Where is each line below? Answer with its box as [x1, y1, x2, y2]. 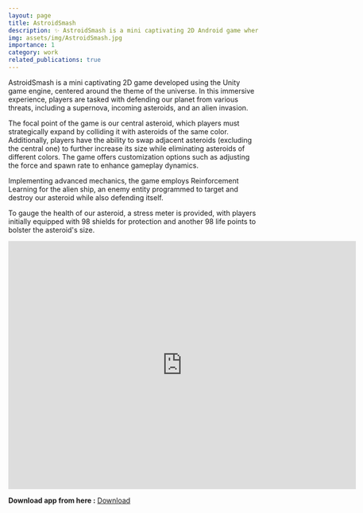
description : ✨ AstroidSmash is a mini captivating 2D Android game [8, 26, 241, 34]
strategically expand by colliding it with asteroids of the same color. [8, 126, 229, 136]
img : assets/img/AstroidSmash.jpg [8, 33, 123, 42]
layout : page [8, 11, 52, 20]
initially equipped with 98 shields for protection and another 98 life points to [8, 216, 257, 226]
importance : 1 [8, 41, 56, 49]
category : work [8, 48, 59, 56]
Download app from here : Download [8, 496, 131, 505]
